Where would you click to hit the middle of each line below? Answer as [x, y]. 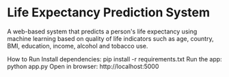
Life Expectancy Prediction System [109, 13]
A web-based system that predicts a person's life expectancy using [102, 31]
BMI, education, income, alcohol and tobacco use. [78, 46]
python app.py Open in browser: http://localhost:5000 [83, 66]
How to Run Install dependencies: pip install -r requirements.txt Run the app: [114, 59]
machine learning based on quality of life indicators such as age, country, [110, 38]
